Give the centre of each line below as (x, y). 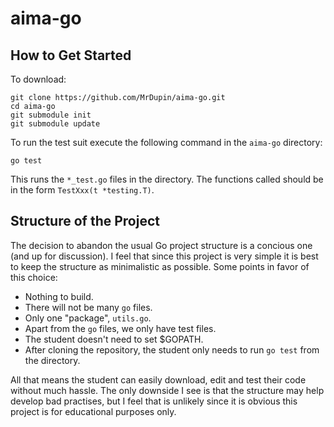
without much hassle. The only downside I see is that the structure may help (167, 390)
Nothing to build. (59, 296)
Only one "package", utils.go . (88, 318)
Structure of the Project (85, 221)
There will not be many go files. (88, 307)
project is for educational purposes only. (93, 411)
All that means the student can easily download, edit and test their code (158, 379)
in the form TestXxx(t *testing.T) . (82, 190)
